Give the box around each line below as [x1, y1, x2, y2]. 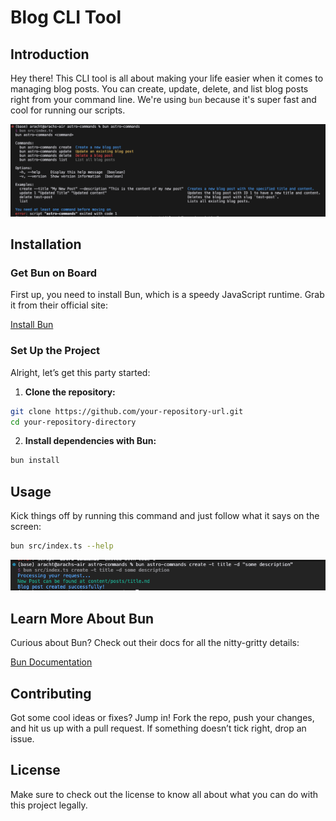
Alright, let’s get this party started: [10, 366, 151, 378]
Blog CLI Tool [10, 6, 122, 29]
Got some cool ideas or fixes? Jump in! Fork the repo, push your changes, [10, 712, 315, 723]
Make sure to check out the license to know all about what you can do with [10, 788, 319, 800]
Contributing [10, 685, 92, 702]
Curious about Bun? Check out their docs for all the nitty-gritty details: [10, 637, 300, 649]
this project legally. [10, 799, 88, 811]
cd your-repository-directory [10, 417, 137, 427]
